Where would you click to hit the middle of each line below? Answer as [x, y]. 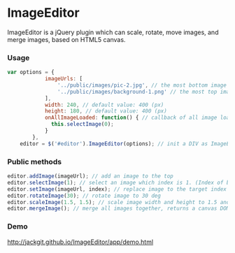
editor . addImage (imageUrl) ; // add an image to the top [90, 176]
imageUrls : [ [63, 79]
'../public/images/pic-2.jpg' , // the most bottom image [142, 85]
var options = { [31, 72]
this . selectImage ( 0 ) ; [83, 124]
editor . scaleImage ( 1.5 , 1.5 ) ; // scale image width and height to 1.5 [112, 202]
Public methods [34, 161]
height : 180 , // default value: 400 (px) [106, 111]
